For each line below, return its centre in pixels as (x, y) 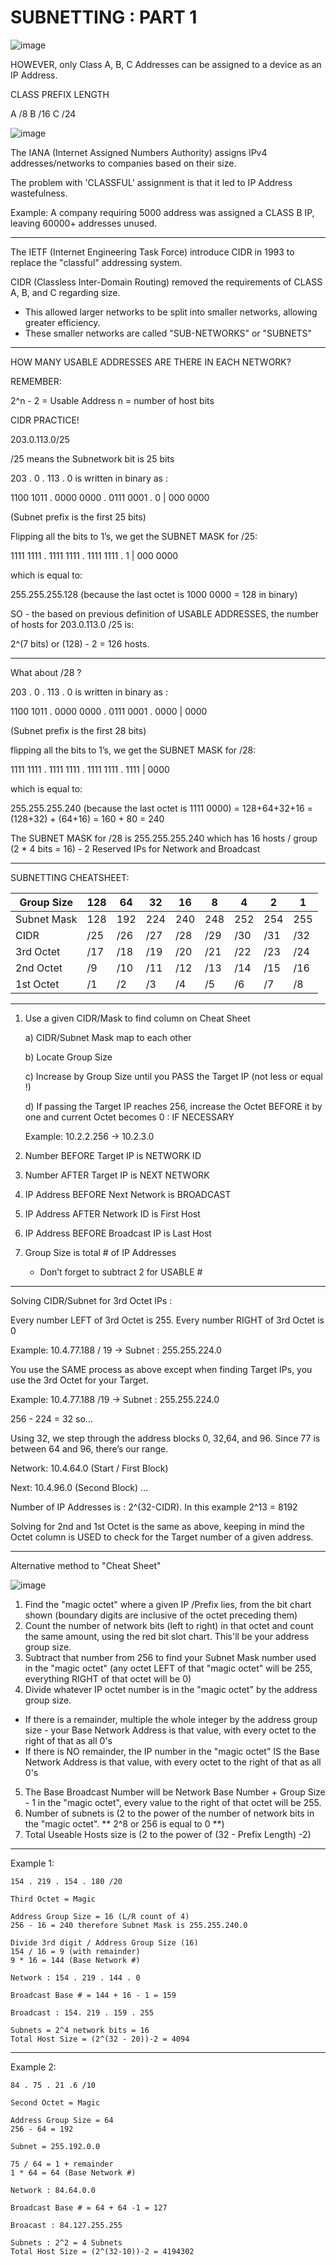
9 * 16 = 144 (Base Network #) (75, 1960)
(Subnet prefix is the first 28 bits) (78, 730)
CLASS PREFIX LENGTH (60, 94)
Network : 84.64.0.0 (53, 2190)
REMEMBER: (36, 381)
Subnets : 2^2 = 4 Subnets (66, 2242)
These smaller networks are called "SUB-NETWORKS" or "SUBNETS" (168, 333)
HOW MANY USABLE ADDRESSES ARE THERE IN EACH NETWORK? (151, 362)
